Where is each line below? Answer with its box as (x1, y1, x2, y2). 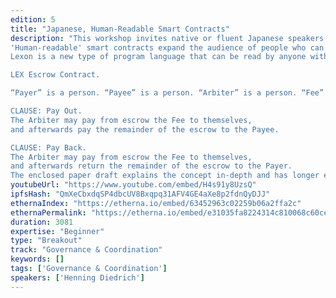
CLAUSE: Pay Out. (10, 106, 83, 116)
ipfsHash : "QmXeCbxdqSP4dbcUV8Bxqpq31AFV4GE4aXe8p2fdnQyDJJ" (10, 189, 271, 199)
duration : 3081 (10, 217, 74, 227)
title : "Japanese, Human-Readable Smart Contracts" (10, 24, 230, 34)
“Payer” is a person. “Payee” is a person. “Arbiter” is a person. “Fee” (10, 88, 325, 98)
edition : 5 (10, 14, 56, 25)
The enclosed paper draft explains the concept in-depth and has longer (10, 171, 320, 181)
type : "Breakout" (10, 236, 83, 246)
